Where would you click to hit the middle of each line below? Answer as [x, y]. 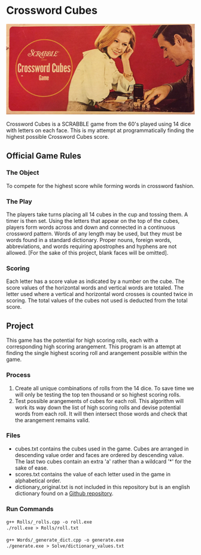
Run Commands [30, 509]
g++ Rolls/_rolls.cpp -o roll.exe [49, 522]
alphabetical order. [38, 481]
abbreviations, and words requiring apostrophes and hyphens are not [92, 246]
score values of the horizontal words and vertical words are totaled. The [95, 288]
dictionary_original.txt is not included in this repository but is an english [102, 487]
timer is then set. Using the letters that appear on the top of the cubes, [93, 221]
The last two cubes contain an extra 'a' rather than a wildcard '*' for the [103, 461]
